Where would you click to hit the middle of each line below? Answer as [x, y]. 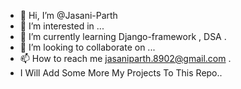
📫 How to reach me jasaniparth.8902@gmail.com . [125, 58]
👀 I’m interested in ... [62, 26]
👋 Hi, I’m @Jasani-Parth [68, 15]
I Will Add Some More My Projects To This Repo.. [121, 73]
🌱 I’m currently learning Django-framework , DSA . [123, 36]
